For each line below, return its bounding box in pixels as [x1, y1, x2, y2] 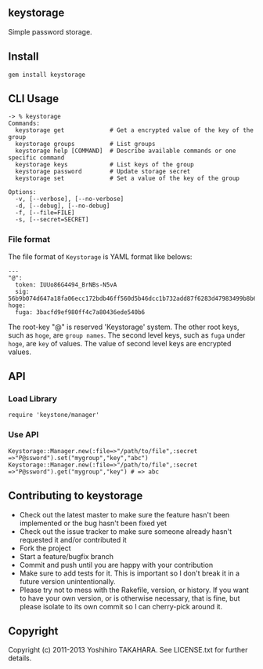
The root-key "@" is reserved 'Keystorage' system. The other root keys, [8, 322, 240, 331]
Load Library [8, 393, 57, 404]
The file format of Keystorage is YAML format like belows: [8, 251, 193, 261]
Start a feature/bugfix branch [19, 551, 113, 561]
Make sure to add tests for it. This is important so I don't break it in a [19, 568, 240, 578]
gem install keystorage [8, 71, 86, 79]
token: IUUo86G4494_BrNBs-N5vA [15, 280, 117, 289]
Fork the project [19, 543, 72, 553]
